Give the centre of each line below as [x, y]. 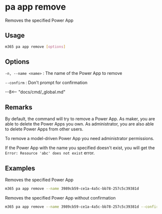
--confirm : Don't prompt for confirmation [46, 83]
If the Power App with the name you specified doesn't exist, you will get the [80, 148]
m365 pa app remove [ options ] [35, 47]
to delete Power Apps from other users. [44, 129]
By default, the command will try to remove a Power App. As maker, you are [80, 119]
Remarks [19, 107]
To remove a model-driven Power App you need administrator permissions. [80, 139]
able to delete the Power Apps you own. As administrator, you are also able [80, 124]
